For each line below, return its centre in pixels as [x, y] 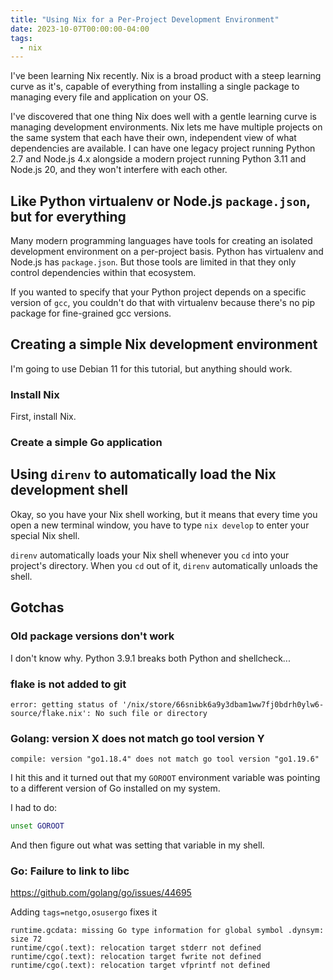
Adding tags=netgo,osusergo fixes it [84, 912]
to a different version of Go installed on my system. [115, 788]
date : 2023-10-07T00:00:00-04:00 [80, 29]
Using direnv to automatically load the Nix [143, 474]
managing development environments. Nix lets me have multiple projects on [166, 127]
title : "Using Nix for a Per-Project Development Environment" [145, 19]
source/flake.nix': [51, 713]
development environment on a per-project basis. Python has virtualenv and [167, 252]
